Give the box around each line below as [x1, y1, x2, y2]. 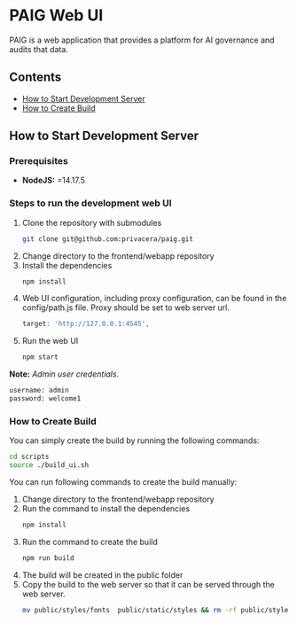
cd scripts [9, 453, 50, 462]
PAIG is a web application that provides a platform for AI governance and [9, 35, 275, 45]
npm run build [21, 553, 74, 563]
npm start [21, 353, 59, 362]
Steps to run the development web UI [9, 197, 172, 209]
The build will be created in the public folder [21, 569, 184, 580]
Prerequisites [9, 155, 68, 167]
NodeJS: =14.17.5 [21, 175, 86, 186]
